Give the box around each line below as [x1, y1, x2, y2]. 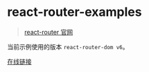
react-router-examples [7, 4, 142, 20]
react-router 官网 [24, 28, 73, 36]
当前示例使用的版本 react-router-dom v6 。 [7, 42, 129, 51]
